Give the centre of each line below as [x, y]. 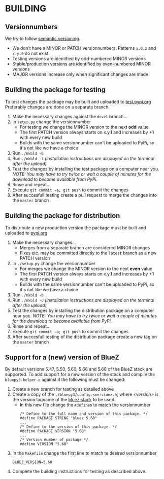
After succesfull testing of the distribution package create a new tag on [84, 337]
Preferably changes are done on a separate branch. [57, 107]
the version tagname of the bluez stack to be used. [64, 400]
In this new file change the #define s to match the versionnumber [85, 405]
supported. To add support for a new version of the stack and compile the [80, 375]
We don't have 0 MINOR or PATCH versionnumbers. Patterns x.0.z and [84, 48]
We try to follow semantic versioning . [43, 38]
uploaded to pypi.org [26, 233]
